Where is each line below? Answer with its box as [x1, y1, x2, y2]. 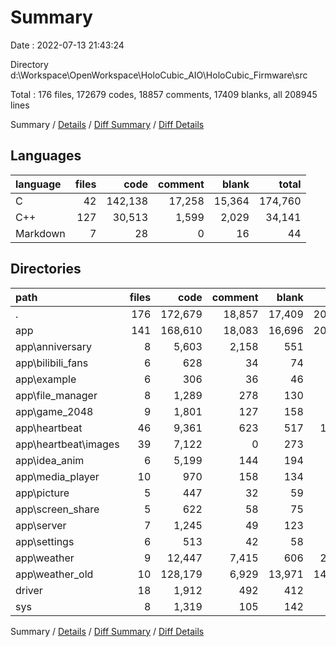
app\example [15, 372, 77, 386]
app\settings [15, 534, 75, 548]
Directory [10, 58, 49, 70]
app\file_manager [15, 388, 98, 402]
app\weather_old [15, 567, 94, 581]
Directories [10, 261, 82, 278]
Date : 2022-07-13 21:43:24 [10, 39, 125, 51]
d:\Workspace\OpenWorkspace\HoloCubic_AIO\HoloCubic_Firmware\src [10, 69, 308, 81]
